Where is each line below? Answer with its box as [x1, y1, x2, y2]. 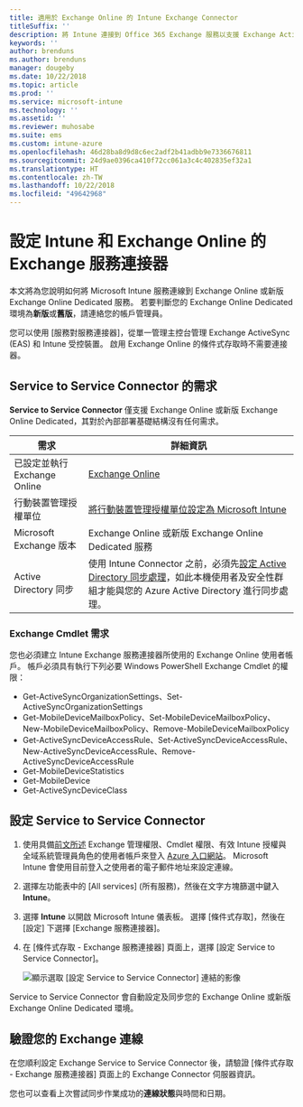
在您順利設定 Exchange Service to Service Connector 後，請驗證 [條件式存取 [9, 1057, 294, 1068]
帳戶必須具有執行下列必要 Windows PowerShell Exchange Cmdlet [26, 661, 271, 672]
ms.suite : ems [9, 131, 63, 140]
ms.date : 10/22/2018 [9, 72, 87, 81]
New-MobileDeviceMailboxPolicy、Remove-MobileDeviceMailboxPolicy [22, 723, 290, 734]
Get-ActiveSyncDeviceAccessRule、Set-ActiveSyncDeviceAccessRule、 [22, 735, 293, 746]
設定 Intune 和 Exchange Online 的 [9, 231, 267, 252]
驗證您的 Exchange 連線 [9, 1031, 143, 1047]
